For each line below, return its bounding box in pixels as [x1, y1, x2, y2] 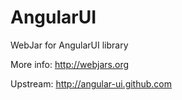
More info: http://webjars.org [10, 58, 130, 70]
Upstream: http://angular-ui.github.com [10, 77, 173, 90]
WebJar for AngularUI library [10, 39, 129, 51]
